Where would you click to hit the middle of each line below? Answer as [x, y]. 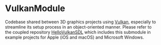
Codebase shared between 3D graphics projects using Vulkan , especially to [80, 22]
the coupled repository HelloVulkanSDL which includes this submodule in [78, 32]
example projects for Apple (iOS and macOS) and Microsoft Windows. [74, 37]
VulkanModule [35, 8]
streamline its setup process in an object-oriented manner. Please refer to [78, 27]
